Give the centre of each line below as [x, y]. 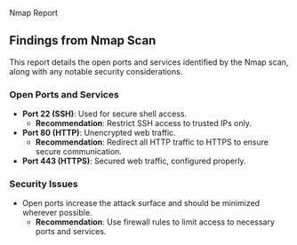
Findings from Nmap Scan [83, 40]
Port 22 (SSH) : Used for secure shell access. [104, 114]
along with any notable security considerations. [96, 71]
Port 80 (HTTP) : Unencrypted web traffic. [99, 133]
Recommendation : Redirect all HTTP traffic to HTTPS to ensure [152, 142]
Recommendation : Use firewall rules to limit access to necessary [155, 222]
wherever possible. [57, 213]
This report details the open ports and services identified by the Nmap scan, [149, 62]
